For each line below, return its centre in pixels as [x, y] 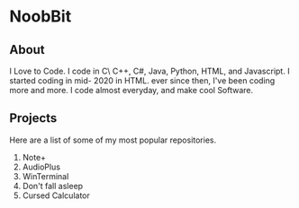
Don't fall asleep [53, 186]
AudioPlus [41, 167]
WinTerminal [45, 176]
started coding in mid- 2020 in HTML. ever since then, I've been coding [142, 81]
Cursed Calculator [56, 195]
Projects [33, 118]
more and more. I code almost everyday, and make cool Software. [131, 90]
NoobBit [41, 17]
